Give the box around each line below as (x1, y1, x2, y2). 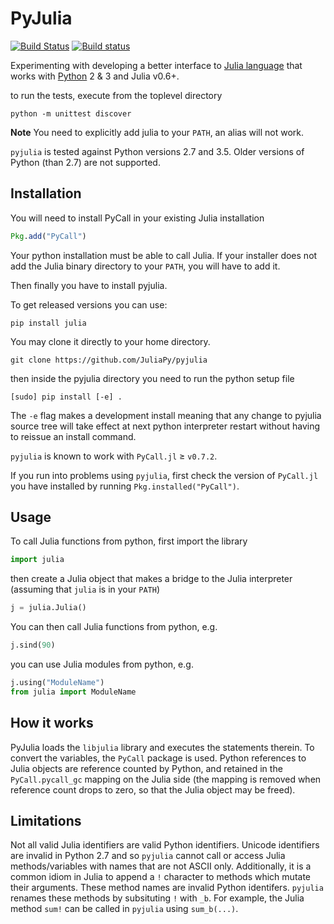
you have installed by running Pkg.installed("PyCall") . (10, 480, 240, 492)
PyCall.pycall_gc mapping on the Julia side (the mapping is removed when (10, 773, 322, 785)
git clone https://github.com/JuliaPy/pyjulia (10, 355, 208, 365)
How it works (10, 715, 94, 732)
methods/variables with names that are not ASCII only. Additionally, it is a (10, 860, 312, 872)
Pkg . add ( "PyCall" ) (10, 231, 87, 241)
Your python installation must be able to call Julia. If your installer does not (10, 249, 318, 261)
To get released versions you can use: (10, 298, 168, 311)
